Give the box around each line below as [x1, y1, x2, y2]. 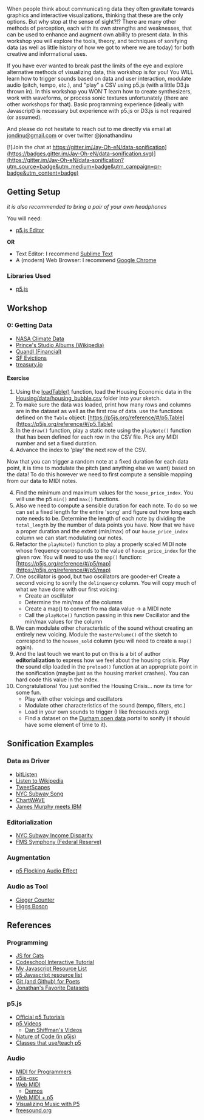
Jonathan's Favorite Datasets [15, 984, 89, 991]
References [7, 920, 52, 930]
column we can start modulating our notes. [15, 534, 123, 541]
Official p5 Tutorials [15, 1013, 65, 1020]
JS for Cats [15, 952, 44, 959]
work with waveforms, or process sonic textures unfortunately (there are [7, 94, 189, 101]
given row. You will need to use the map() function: [15, 553, 142, 561]
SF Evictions [15, 354, 47, 362]
